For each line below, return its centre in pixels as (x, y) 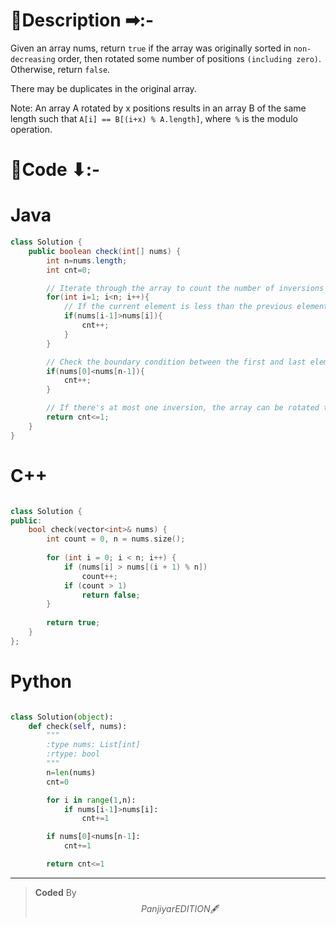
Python (41, 681)
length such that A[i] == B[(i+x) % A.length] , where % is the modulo (154, 118)
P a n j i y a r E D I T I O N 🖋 (180, 908)
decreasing (33, 59)
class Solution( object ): (62, 717)
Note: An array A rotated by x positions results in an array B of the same (158, 108)
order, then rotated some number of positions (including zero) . (189, 58)
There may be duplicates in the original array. (103, 88)
